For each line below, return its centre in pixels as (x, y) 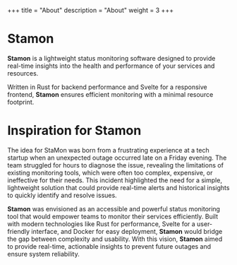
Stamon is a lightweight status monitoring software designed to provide (111, 58)
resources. (23, 73)
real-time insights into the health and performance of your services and (111, 66)
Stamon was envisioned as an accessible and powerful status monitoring (114, 208)
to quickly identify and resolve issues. (62, 195)
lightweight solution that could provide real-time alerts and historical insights (119, 187)
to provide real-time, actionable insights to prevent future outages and (109, 246)
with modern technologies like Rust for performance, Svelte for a (101, 224)
